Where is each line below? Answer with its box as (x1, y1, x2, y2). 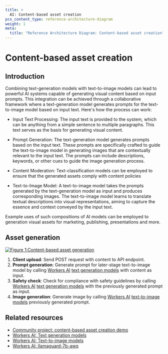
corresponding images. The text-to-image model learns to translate (12, 193, 151, 199)
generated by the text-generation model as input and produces (12, 188, 142, 194)
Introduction (5, 72, 45, 81)
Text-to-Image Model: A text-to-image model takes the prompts (12, 183, 144, 188)
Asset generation (5, 233, 60, 242)
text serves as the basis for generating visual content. (12, 127, 123, 133)
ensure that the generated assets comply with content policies (12, 173, 141, 179)
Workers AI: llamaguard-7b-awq (12, 342, 79, 348)
